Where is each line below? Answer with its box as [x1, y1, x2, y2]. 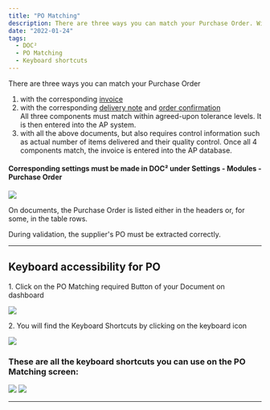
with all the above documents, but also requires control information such [19, 128, 260, 137]
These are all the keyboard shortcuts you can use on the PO [8, 355, 246, 367]
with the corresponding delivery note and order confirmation [19, 102, 221, 113]
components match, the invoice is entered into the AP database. [19, 146, 233, 155]
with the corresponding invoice [19, 94, 123, 104]
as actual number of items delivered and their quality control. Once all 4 [19, 137, 257, 146]
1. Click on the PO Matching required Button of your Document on [8, 281, 225, 291]
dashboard [8, 290, 44, 300]
